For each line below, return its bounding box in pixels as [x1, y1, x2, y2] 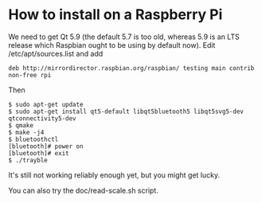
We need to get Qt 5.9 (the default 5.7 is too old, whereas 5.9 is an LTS [8, 32, 240, 41]
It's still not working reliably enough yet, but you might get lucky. [8, 170, 221, 180]
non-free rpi [8, 71, 52, 79]
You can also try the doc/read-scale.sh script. [8, 185, 159, 195]
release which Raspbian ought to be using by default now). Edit [8, 40, 216, 49]
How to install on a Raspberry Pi [8, 6, 223, 24]
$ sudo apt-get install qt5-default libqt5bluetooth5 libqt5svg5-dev [8, 107, 244, 115]
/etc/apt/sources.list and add [8, 49, 104, 58]
